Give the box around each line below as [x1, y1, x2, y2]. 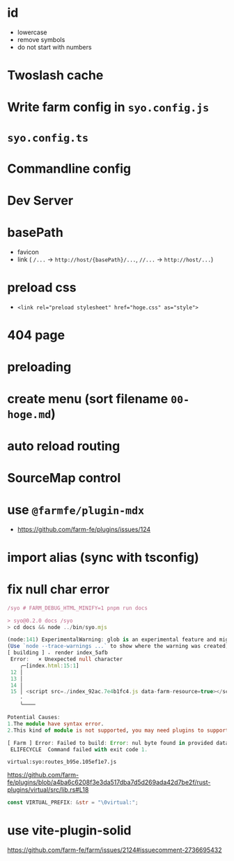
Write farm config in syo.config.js [7, 99, 210, 115]
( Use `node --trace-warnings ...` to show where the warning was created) [7, 643, 229, 650]
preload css [7, 280, 77, 295]
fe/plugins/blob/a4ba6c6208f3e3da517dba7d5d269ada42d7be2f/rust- [7, 778, 211, 787]
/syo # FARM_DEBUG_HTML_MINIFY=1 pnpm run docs [7, 605, 148, 612]
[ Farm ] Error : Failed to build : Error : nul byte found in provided [7, 739, 214, 746]
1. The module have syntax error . [7, 720, 104, 728]
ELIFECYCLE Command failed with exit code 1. [10, 746, 148, 753]
